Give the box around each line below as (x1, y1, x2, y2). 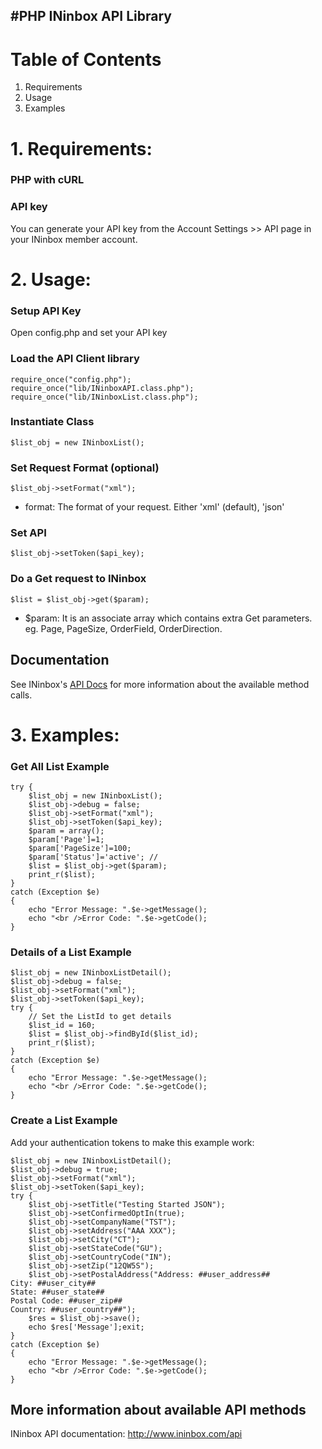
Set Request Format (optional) (10, 460, 160, 474)
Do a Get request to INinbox (10, 572, 147, 586)
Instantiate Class (10, 415, 95, 429)
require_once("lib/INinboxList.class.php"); (10, 392, 199, 402)
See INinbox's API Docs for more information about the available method (10, 678, 310, 690)
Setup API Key (10, 304, 82, 318)
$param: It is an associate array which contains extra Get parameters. (24, 612, 313, 624)
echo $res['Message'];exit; (28, 1322, 145, 1332)
